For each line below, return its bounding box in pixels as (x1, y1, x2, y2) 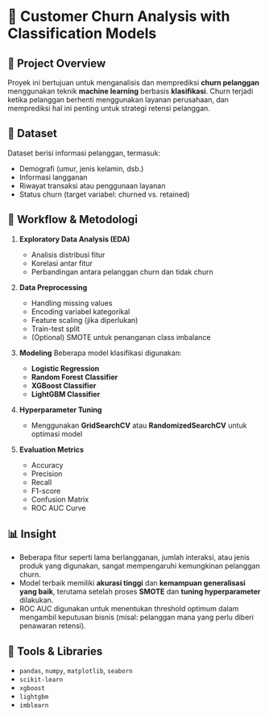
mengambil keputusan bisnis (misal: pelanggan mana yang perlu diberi (19, 612, 255, 623)
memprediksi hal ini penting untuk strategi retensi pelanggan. (7, 104, 211, 113)
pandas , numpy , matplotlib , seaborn (19, 666, 134, 676)
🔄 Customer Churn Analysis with (7, 7, 230, 26)
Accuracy (31, 460, 64, 470)
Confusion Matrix (31, 495, 89, 504)
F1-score (31, 486, 61, 495)
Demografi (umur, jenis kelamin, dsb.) (19, 163, 144, 173)
